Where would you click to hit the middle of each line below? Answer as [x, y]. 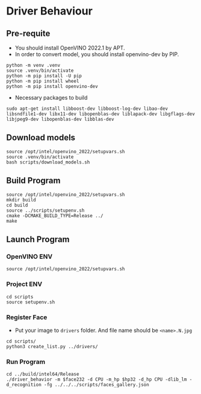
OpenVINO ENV [29, 256]
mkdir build [21, 200]
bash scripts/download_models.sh [48, 162]
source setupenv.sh [31, 302]
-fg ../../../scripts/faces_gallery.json [97, 385]
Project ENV [24, 284]
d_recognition [24, 385]
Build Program [33, 181]
